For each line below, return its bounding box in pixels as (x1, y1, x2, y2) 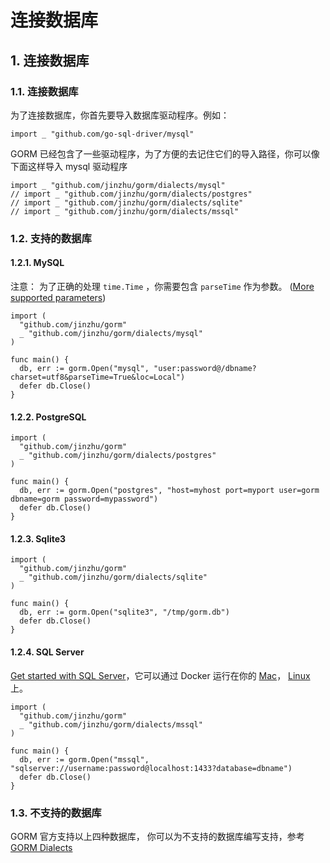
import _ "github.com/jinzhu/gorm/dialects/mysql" (10, 180, 226, 190)
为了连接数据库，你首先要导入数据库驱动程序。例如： (10, 109, 230, 121)
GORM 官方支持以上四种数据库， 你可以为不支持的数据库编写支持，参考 (10, 830, 305, 842)
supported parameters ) (10, 292, 107, 303)
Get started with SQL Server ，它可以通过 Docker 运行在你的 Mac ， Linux (10, 669, 311, 681)
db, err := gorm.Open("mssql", (19, 754, 150, 765)
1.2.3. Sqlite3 (10, 532, 67, 545)
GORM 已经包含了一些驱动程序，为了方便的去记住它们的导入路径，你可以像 (10, 147, 320, 160)
